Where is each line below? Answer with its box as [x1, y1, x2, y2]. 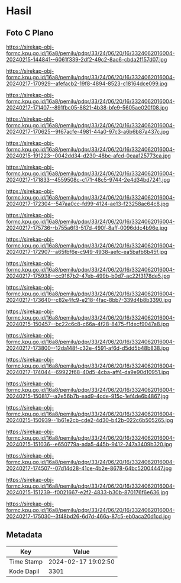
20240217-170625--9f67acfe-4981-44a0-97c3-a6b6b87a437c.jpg [6, 128, 169, 135]
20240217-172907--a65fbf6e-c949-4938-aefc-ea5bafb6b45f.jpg [6, 249, 167, 255]
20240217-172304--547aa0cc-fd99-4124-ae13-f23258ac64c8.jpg [6, 200, 169, 207]
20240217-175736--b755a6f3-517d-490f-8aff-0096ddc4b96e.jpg [6, 224, 167, 231]
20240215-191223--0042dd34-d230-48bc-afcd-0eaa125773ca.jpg [6, 152, 172, 159]
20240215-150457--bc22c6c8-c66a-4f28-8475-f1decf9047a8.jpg [6, 321, 170, 327]
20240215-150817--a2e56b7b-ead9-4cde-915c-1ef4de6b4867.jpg [6, 392, 169, 400]
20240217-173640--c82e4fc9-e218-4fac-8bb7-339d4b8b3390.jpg [6, 297, 172, 303]
